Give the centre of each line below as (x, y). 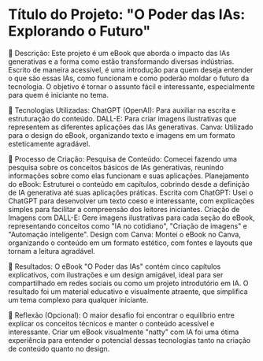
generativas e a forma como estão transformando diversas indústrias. (121, 61)
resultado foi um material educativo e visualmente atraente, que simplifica (128, 291)
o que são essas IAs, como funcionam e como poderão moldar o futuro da (129, 78)
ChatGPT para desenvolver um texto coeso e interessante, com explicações (131, 201)
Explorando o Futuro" (80, 31)
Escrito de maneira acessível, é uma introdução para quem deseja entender (131, 69)
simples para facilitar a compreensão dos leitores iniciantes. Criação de (124, 209)
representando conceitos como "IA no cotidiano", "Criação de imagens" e (128, 225)
